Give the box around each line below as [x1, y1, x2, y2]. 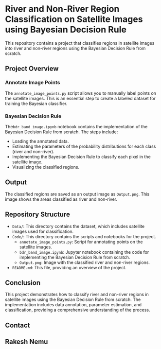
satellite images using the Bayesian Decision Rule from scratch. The [5, 297, 141, 302]
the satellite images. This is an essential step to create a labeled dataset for [5, 95, 156, 101]
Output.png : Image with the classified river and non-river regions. [19, 259, 150, 265]
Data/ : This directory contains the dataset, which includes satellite [12, 223, 145, 229]
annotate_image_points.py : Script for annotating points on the [19, 239, 143, 244]
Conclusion [5, 279, 41, 287]
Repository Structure [5, 210, 71, 219]
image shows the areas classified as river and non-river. [5, 196, 118, 202]
